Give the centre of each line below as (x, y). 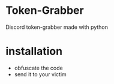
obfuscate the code (39, 68)
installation (34, 51)
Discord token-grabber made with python (57, 27)
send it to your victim (40, 74)
